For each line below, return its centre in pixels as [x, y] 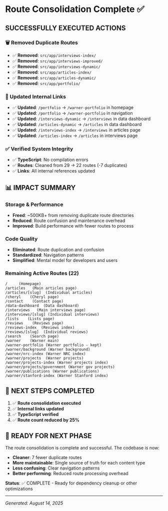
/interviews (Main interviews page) [45, 310]
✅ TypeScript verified [35, 414]
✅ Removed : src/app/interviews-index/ [54, 55]
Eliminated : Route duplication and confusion [58, 250]
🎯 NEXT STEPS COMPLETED [50, 391]
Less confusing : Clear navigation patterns [56, 468]
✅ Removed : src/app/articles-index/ [52, 72]
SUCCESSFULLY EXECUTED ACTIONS [65, 28]
